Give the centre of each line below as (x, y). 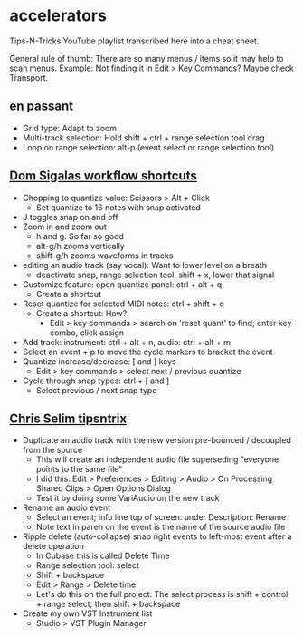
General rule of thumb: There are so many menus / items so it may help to (147, 58)
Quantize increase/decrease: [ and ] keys (99, 361)
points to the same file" (79, 469)
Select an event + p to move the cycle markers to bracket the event (147, 352)
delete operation (53, 546)
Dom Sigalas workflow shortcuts (103, 176)
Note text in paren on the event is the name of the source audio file (161, 527)
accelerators (58, 16)
